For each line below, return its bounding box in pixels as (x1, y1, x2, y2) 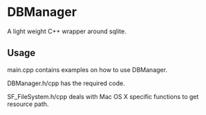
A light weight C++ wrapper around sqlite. (7, 27, 127, 35)
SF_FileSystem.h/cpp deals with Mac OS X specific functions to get (7, 92, 199, 100)
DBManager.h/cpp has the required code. (7, 79, 126, 87)
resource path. (7, 100, 49, 108)
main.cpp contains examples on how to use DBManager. (7, 65, 168, 73)
